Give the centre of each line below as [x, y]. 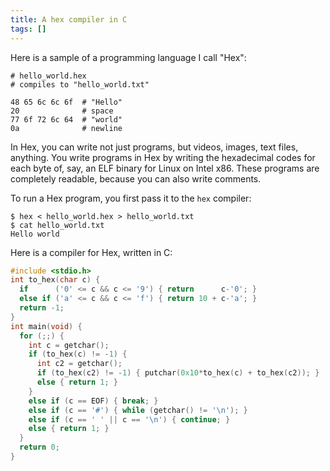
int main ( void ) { [46, 326]
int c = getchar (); [69, 345]
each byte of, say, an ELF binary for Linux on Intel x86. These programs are [165, 168]
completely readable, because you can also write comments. [136, 178]
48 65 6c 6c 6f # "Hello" [66, 102]
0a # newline [66, 128]
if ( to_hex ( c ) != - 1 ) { [78, 354]
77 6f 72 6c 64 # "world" [66, 119]
